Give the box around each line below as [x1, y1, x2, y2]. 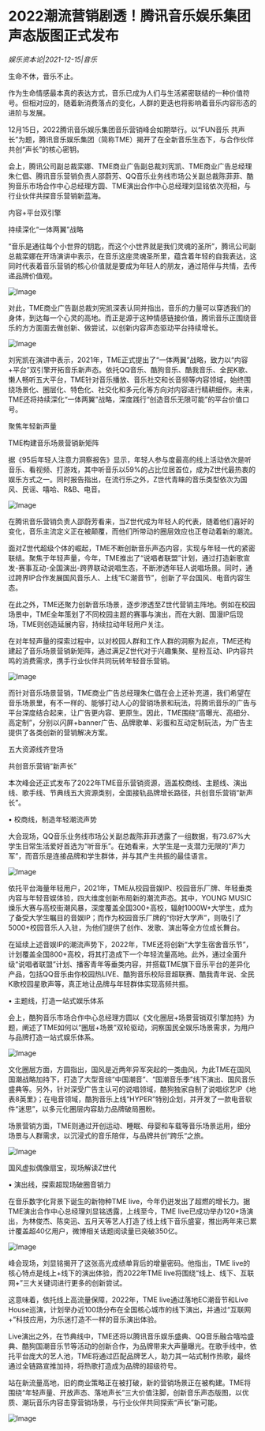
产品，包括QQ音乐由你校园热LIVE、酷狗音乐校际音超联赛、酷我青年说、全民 [8, 969, 255, 979]
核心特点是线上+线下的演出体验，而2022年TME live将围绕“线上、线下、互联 [8, 1268, 255, 1278]
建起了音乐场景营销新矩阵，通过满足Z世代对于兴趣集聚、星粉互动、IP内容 [8, 646, 247, 655]
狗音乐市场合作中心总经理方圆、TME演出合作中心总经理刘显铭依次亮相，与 [8, 181, 252, 191]
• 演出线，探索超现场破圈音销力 [8, 1180, 111, 1189]
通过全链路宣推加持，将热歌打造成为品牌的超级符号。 [8, 1361, 181, 1370]
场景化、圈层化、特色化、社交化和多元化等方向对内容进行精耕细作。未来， [14, 384, 257, 394]
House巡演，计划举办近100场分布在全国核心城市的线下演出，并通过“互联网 [8, 1305, 252, 1314]
